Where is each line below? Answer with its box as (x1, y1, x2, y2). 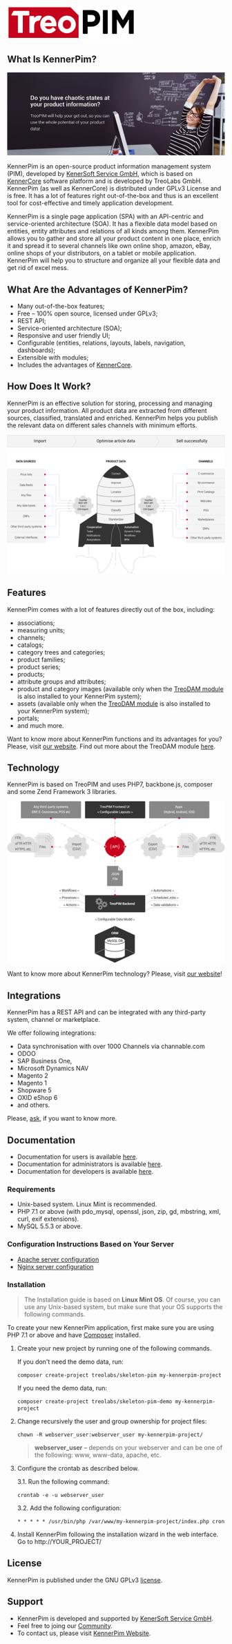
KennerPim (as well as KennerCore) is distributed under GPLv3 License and (7, 184, 222, 193)
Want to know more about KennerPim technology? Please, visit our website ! (7, 969, 222, 978)
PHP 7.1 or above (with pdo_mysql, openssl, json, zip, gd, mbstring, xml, (17, 1208, 221, 1216)
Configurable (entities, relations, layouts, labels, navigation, (17, 339, 186, 347)
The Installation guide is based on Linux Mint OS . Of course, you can (23, 1295, 221, 1304)
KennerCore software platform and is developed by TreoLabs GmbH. (7, 177, 202, 185)
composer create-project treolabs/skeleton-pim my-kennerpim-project (17, 1371, 222, 1379)
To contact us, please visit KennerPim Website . (17, 1629, 151, 1637)
